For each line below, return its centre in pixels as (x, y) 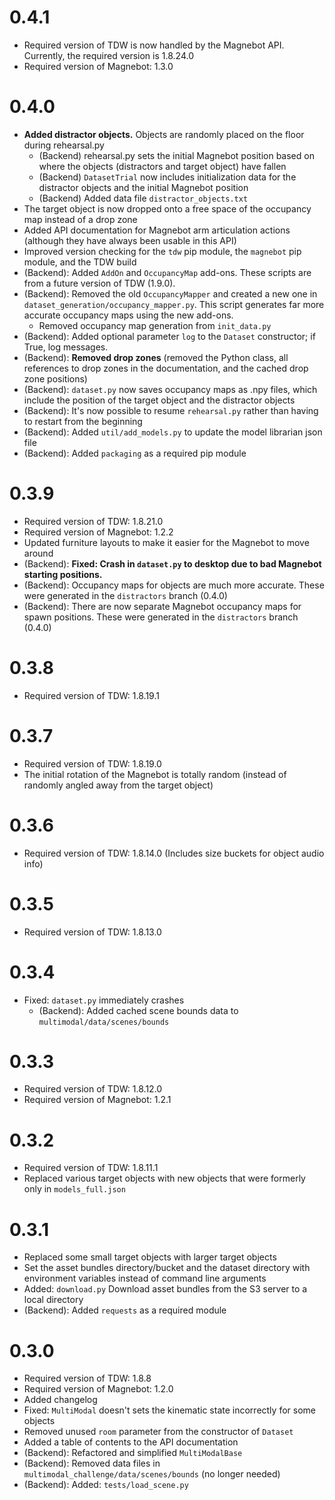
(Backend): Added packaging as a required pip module (135, 453)
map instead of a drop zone (80, 219)
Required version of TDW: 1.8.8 (87, 1378)
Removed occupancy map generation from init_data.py (155, 325)
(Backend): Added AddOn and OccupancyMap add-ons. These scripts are (167, 272)
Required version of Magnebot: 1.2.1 (97, 1100)
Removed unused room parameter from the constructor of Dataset (158, 1432)
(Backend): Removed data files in (92, 1463)
